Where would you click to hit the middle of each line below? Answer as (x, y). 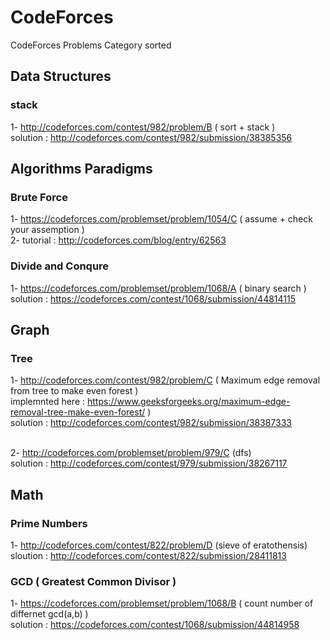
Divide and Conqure (60, 266)
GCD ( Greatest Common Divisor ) (93, 581)
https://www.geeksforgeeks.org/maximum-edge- (188, 402)
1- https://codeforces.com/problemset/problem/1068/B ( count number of (162, 603)
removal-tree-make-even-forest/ (78, 412)
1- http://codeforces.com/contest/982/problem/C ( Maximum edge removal (165, 380)
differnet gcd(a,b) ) (49, 614)
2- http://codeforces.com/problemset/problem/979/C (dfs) (131, 453)
